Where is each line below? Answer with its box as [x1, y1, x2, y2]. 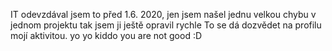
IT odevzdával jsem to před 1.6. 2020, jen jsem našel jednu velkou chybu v [10, 9, 317, 20]
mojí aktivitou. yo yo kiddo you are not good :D [10, 30, 203, 41]
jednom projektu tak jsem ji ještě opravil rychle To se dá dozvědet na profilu [10, 19, 322, 31]
